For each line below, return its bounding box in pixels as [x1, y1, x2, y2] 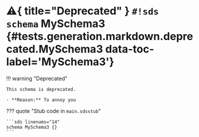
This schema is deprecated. [6, 86, 76, 92]
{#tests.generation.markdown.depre [6, 30, 193, 43]
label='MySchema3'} [6, 55, 115, 69]
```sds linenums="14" [6, 118, 60, 125]
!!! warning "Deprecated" [6, 75, 68, 82]
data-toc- [105, 42, 154, 56]
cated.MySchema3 [6, 42, 103, 56]
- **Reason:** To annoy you [6, 97, 76, 103]
